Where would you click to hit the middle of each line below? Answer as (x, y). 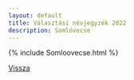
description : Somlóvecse (49, 30)
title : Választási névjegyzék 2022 (67, 23)
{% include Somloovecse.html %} (63, 53)
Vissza (19, 68)
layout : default (35, 15)
